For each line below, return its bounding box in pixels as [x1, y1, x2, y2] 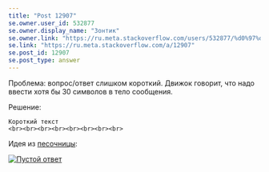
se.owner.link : [8, 34, 59, 42]
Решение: [8, 102, 42, 112]
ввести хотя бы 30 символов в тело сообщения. [8, 86, 174, 96]
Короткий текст [8, 118, 59, 126]
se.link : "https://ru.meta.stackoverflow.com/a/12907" [8, 42, 195, 50]
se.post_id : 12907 [8, 49, 70, 57]
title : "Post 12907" [8, 11, 78, 20]
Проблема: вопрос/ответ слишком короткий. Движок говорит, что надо [8, 78, 255, 88]
